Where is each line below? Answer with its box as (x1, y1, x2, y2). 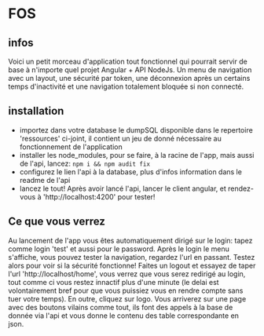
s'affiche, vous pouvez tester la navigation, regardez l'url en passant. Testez (8, 252, 255, 261)
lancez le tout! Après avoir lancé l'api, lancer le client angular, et (19, 184, 226, 193)
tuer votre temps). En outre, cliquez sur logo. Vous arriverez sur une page (8, 294, 247, 303)
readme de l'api (19, 175, 71, 184)
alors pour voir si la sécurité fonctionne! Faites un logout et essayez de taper (8, 261, 256, 270)
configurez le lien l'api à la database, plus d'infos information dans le (19, 166, 242, 177)
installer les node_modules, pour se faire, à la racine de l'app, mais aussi (19, 150, 255, 159)
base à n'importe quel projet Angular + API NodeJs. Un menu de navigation (8, 65, 252, 75)
